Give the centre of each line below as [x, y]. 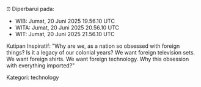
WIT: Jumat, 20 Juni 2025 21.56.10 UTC [65, 34]
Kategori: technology [33, 77]
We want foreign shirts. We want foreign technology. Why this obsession [98, 59]
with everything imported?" [41, 66]
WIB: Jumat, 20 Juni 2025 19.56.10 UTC [65, 21]
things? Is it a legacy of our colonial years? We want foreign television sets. [101, 52]
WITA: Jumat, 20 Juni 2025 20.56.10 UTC [67, 28]
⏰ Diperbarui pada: [31, 9]
